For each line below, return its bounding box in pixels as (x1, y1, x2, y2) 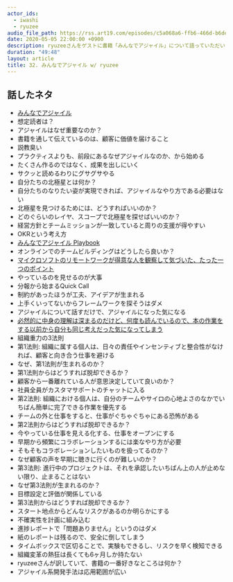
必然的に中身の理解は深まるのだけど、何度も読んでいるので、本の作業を (17, 317, 223, 325)
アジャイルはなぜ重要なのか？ (17, 126, 103, 134)
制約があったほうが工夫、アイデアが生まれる (17, 290, 146, 299)
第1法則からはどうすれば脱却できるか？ (17, 369, 130, 377)
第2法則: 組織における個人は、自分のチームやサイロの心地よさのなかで (17, 394, 219, 403)
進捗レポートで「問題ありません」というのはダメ (17, 524, 157, 533)
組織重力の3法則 (17, 334, 64, 342)
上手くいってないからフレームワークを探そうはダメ (17, 299, 163, 308)
